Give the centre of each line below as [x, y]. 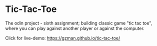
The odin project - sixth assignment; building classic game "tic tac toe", [79, 23]
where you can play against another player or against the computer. [75, 28]
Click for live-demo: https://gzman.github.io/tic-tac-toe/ [63, 38]
